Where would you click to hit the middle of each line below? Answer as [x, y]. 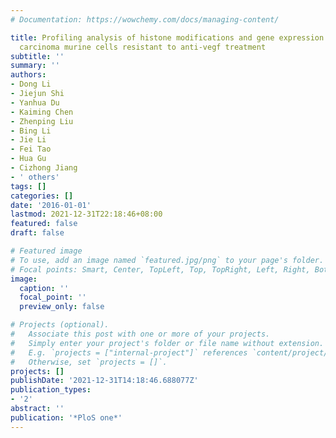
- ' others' [35, 177]
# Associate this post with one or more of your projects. [140, 334]
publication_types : [51, 390]
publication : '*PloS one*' [66, 417]
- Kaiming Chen [42, 112]
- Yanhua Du [35, 102]
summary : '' [35, 66]
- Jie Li [28, 140]
